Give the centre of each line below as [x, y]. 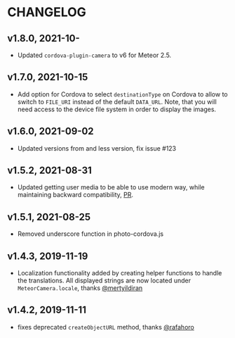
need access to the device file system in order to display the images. [116, 109]
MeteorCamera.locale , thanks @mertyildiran [80, 288]
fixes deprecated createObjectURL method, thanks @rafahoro [106, 327]
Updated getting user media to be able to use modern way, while [111, 187]
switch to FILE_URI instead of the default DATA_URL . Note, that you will [117, 101]
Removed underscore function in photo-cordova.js [90, 234]
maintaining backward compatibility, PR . [75, 195]
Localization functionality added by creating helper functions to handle [120, 273]
